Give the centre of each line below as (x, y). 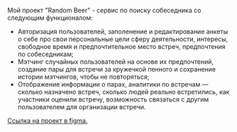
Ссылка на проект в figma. (48, 121)
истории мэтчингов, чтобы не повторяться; (83, 77)
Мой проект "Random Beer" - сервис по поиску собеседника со (104, 10)
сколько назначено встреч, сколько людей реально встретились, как (123, 92)
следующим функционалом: (50, 18)
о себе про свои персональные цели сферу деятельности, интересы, (123, 39)
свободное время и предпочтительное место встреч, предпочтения (121, 46)
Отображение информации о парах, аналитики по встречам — (113, 84)
